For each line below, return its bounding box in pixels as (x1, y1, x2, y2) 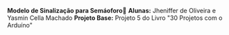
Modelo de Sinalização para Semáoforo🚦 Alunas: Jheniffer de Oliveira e (7, 7, 217, 14)
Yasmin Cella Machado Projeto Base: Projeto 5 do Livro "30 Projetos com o (7, 14, 223, 22)
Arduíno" (7, 21, 33, 29)
